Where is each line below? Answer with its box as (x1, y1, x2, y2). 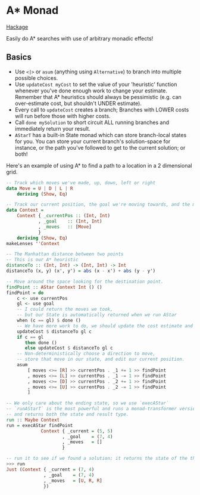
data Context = (6, 207, 44, 214)
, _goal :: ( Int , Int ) (37, 218, 102, 224)
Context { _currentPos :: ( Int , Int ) (17, 213, 111, 219)
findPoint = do (6, 290, 44, 296)
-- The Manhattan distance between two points (6, 251, 124, 257)
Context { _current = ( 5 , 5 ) (40, 428, 113, 434)
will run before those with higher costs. (14, 112, 111, 119)
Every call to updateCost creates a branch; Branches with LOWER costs (14, 106, 189, 113)
